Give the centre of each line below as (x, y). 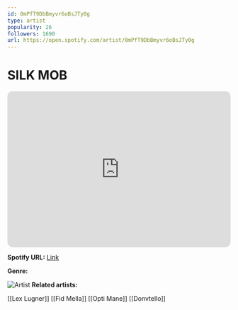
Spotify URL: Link (33, 258)
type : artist (27, 21)
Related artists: (55, 285)
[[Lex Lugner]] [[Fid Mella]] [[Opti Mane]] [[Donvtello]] (87, 299)
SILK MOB (37, 76)
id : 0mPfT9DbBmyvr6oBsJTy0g (49, 14)
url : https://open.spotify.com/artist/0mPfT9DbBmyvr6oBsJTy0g (101, 40)
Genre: (18, 271)
